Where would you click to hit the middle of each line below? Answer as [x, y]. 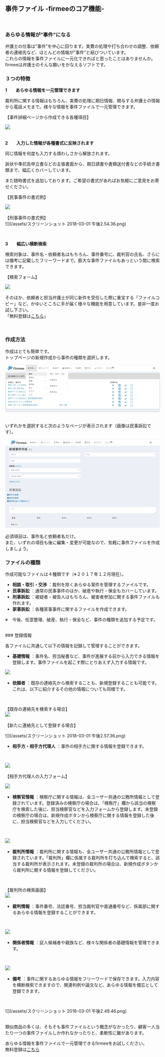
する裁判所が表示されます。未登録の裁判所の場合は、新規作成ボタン [85, 864]
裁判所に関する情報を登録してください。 [57, 870]
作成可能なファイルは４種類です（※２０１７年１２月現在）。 [66, 574]
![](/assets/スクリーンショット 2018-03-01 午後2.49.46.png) [66, 1011]
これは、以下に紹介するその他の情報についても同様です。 [70, 689]
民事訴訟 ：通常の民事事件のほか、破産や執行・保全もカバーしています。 [86, 591]
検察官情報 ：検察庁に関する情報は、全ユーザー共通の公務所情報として [84, 797]
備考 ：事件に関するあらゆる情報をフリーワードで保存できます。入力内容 [86, 979]
